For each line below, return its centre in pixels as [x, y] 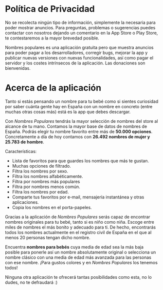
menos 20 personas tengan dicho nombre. [48, 237]
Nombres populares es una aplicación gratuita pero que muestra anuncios [80, 47]
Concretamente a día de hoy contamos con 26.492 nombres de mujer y [78, 136]
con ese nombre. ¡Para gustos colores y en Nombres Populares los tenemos [81, 262]
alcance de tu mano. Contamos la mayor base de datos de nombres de [76, 126]
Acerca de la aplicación [53, 88]
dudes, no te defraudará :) [31, 282]
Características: [21, 151]
